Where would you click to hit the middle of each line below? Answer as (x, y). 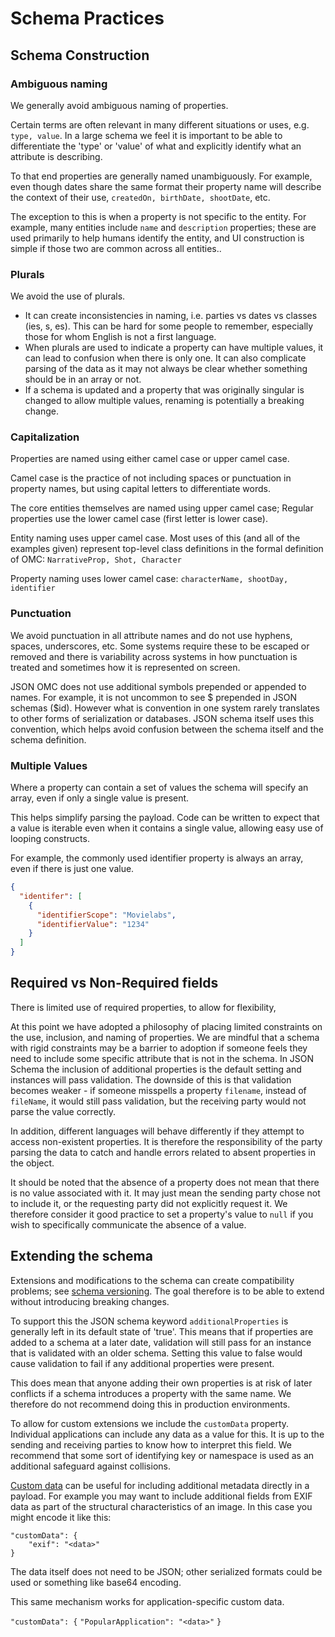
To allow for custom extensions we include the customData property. (150, 1423)
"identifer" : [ (51, 896)
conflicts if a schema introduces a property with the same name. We (151, 1393)
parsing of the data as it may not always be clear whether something (166, 369)
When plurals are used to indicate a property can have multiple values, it (174, 348)
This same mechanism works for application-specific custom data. (147, 1601)
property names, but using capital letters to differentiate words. (140, 489)
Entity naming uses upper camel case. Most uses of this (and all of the (155, 538)
